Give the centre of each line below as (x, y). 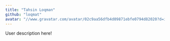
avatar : (13, 19)
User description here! (29, 33)
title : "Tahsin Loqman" (30, 10)
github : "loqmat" (24, 14)
